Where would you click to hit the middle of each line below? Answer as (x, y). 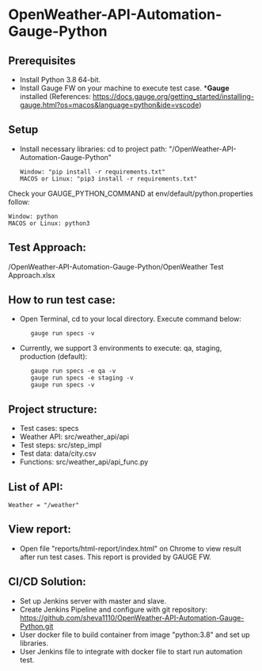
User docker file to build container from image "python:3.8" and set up (135, 635)
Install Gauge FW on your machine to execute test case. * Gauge (124, 88)
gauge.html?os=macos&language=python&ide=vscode (109, 105)
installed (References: (55, 96)
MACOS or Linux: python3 (49, 223)
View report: (40, 530)
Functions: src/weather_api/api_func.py (84, 462)
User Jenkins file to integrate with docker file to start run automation (131, 651)
